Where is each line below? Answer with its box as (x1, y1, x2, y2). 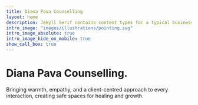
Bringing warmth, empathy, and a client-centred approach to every (6, 86, 169, 93)
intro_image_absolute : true (6, 31, 75, 36)
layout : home (6, 14, 38, 20)
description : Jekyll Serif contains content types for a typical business (6, 19, 194, 25)
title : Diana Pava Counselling (6, 8, 83, 15)
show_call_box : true (6, 42, 57, 48)
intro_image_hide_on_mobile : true (6, 36, 91, 42)
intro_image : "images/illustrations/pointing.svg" (6, 25, 133, 31)
